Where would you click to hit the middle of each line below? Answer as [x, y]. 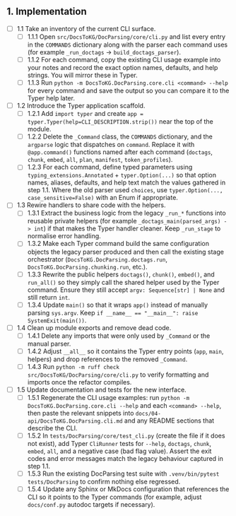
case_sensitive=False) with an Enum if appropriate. [102, 198]
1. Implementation [47, 12]
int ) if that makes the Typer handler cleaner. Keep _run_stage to [127, 228]
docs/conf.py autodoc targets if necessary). [91, 505]
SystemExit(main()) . [57, 320]
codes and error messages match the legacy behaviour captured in [125, 459]
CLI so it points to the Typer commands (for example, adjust [114, 497]
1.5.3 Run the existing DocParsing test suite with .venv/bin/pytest [123, 474]
